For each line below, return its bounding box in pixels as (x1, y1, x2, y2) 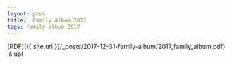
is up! (7, 50, 23, 58)
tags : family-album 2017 (7, 23, 80, 30)
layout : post (7, 10, 46, 17)
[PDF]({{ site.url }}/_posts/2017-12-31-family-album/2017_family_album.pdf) (7, 43, 226, 51)
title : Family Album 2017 (7, 17, 87, 24)
